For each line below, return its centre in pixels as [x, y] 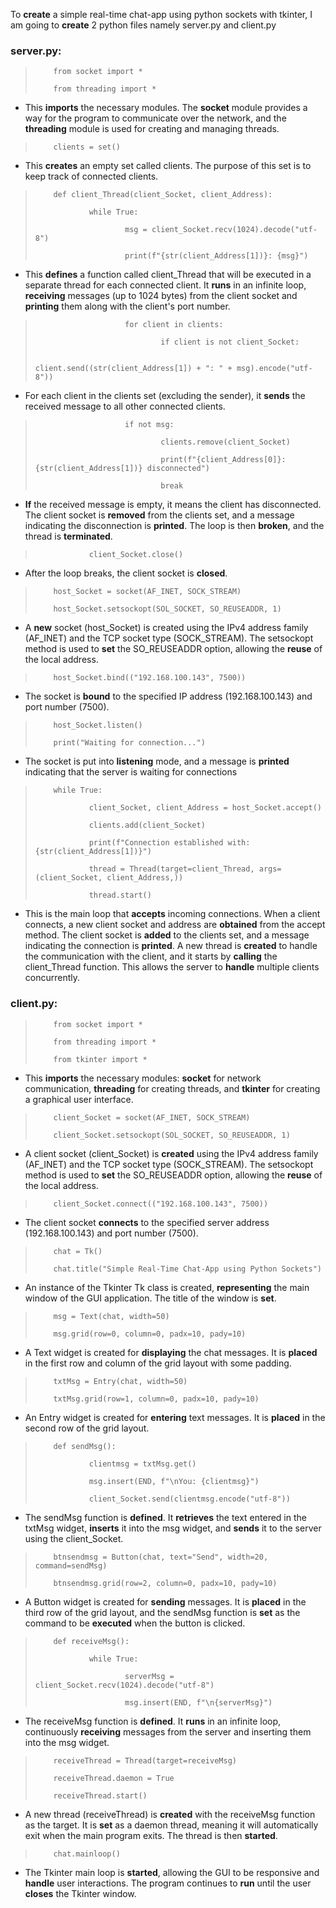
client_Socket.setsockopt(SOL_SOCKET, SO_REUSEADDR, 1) [172, 1135]
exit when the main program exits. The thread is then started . [151, 1835]
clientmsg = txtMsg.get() [142, 1464]
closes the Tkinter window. [80, 1893]
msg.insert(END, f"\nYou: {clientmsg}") [174, 1481]
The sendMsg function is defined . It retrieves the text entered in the [165, 1517]
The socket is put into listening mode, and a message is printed [157, 761]
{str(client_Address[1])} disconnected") [122, 469]
